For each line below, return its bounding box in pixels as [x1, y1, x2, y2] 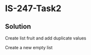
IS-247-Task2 [5, 3, 62, 14]
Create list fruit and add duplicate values [5, 35, 87, 41]
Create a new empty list [5, 45, 53, 50]
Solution [5, 22, 31, 31]
